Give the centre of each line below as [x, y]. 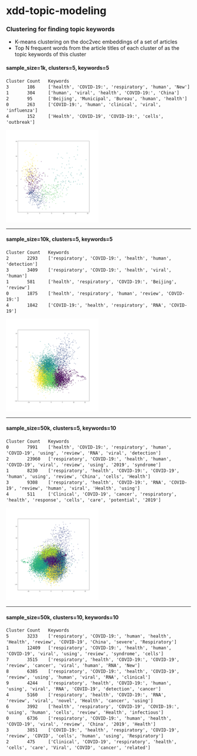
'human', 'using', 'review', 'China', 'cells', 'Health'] [78, 477]
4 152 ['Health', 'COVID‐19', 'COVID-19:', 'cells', [85, 116]
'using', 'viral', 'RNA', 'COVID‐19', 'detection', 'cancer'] [84, 689]
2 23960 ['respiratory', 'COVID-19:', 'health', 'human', [89, 459]
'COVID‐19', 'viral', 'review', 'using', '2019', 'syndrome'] [84, 465]
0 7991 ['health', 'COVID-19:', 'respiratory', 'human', [89, 447]
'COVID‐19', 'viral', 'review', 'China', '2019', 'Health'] [81, 724]
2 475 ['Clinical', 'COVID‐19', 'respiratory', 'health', [91, 742]
